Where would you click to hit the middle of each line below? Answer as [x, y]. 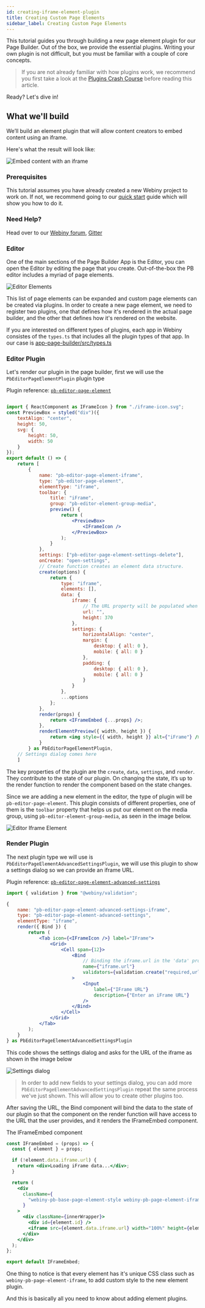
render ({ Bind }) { [42, 927]
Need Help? [24, 219]
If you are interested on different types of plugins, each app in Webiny [94, 330]
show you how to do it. [35, 203]
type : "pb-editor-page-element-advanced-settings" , [84, 916]
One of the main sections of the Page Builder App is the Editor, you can [95, 262]
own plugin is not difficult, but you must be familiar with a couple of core [97, 54]
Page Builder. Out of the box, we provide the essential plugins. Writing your [101, 47]
